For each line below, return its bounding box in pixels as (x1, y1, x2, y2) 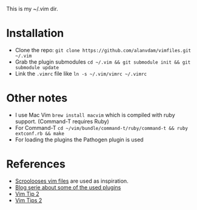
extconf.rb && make (15, 130, 65, 137)
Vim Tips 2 (15, 197, 42, 204)
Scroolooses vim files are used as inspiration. (15, 177, 129, 185)
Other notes (6, 91, 68, 105)
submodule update (15, 64, 59, 70)
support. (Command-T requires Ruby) (15, 118, 109, 125)
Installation (6, 27, 64, 40)
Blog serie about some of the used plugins (15, 183, 121, 191)
